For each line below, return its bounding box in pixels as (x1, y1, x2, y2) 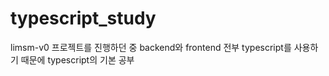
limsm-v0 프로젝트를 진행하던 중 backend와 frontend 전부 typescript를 (10, 41, 292, 53)
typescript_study (10, 7, 157, 30)
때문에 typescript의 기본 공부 (20, 53, 135, 66)
